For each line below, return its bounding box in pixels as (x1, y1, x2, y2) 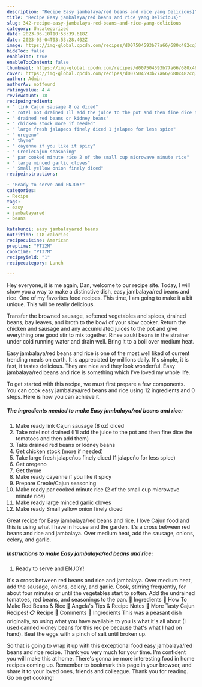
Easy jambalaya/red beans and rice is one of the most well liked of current (7, 350, 190, 357)
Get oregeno (15, 461, 47, 468)
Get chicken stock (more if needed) (15, 448, 104, 455)
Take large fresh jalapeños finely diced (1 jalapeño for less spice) (15, 454, 176, 461)
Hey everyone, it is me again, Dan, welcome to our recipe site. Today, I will (7, 282, 191, 289)
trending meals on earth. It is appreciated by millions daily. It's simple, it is (7, 356, 189, 363)
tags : (7, 199, 20, 205)
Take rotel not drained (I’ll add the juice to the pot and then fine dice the (15, 428, 193, 436)
